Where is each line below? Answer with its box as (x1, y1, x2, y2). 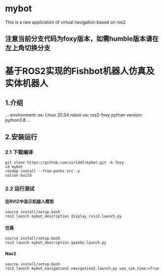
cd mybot (5, 165, 23, 169)
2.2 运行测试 (5, 185, 35, 192)
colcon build (5, 173, 32, 178)
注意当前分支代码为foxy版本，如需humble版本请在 (5, 35, 159, 43)
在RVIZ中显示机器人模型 (5, 198, 54, 204)
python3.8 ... (5, 117, 31, 123)
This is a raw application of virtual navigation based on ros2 (5, 19, 126, 25)
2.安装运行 (5, 133, 38, 141)
